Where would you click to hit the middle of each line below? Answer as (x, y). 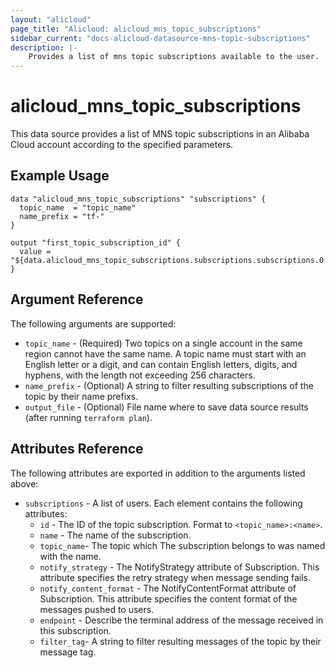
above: (24, 483)
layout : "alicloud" (51, 19)
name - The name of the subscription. (115, 535)
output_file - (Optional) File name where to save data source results (166, 407)
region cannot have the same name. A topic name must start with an (165, 353)
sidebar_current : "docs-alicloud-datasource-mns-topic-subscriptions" (160, 38)
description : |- (44, 47)
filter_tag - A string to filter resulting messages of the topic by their (180, 641)
